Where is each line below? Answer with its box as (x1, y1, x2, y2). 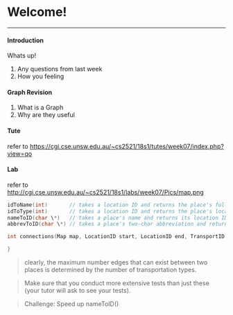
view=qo (7, 150, 33, 158)
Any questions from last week (17, 65, 103, 73)
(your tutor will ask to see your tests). (24, 287, 131, 294)
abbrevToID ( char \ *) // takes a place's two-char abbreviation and (7, 221, 207, 228)
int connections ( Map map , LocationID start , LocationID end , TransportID (7, 233, 225, 240)
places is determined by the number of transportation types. (24, 266, 197, 273)
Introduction (7, 36, 44, 44)
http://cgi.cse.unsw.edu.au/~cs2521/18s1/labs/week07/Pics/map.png (7, 188, 205, 196)
